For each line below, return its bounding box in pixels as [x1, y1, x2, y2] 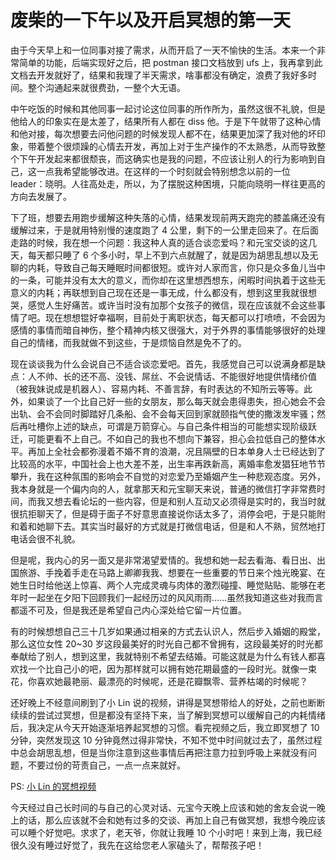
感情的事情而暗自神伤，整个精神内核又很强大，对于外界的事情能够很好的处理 [10, 324, 326, 336]
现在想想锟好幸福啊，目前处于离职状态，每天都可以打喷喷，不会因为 [44, 311, 326, 323]
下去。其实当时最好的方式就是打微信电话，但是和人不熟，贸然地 [53, 520, 317, 532]
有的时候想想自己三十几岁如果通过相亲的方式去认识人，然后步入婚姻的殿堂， [10, 625, 326, 637]
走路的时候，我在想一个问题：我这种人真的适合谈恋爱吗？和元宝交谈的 [10, 236, 300, 248]
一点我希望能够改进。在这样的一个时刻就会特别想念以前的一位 [36, 165, 291, 177]
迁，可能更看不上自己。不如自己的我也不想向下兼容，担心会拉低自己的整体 [10, 432, 317, 445]
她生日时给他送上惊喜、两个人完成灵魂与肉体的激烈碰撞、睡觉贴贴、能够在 [10, 579, 317, 591]
